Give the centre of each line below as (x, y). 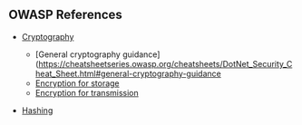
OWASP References (66, 15)
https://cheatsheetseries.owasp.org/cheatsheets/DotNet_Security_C (166, 63)
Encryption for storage (77, 83)
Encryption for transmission (87, 92)
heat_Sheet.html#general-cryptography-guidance (128, 73)
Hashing (37, 110)
